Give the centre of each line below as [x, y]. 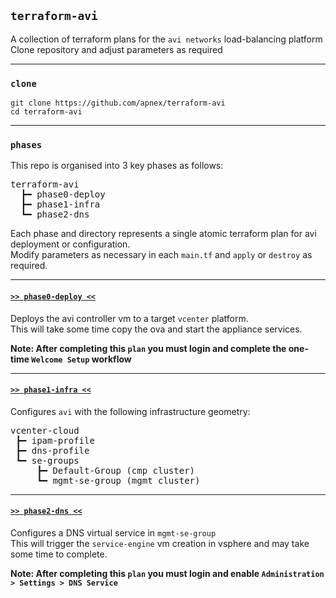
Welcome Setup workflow [81, 359]
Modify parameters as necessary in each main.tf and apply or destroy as [161, 255]
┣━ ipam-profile [55, 440]
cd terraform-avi [46, 112]
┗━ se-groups [47, 460]
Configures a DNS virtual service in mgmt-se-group [113, 533]
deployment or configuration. [70, 244]
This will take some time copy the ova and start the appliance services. [156, 329]
